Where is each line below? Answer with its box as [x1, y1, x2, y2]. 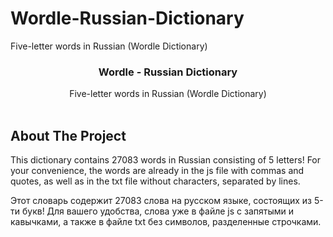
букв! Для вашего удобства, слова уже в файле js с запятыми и [21, 205, 294, 217]
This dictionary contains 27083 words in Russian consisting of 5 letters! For [10, 154, 322, 166]
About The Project [10, 127, 127, 144]
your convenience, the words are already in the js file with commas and [10, 165, 305, 177]
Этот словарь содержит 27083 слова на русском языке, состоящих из [10, 195, 312, 207]
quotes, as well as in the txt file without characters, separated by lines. [10, 175, 301, 187]
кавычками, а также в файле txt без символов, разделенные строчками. [10, 216, 322, 228]
